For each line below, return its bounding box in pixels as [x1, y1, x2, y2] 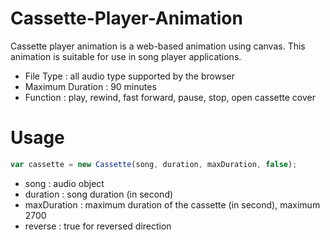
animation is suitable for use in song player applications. [10, 50, 242, 62]
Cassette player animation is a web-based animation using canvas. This [10, 40, 306, 52]
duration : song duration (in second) [24, 188, 174, 200]
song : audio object [24, 177, 105, 189]
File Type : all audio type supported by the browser [24, 70, 235, 82]
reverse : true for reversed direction [24, 220, 172, 232]
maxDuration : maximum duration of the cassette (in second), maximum [24, 198, 321, 211]
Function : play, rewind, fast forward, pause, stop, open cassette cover [24, 91, 317, 103]
